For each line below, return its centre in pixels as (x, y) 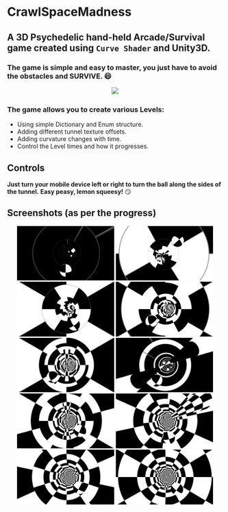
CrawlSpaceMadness (69, 12)
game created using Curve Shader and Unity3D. (109, 48)
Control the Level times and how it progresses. (83, 146)
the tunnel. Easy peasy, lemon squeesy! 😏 (69, 191)
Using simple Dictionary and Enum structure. (80, 125)
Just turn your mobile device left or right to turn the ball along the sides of (114, 184)
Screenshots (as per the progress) (82, 213)
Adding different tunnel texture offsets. (72, 132)
